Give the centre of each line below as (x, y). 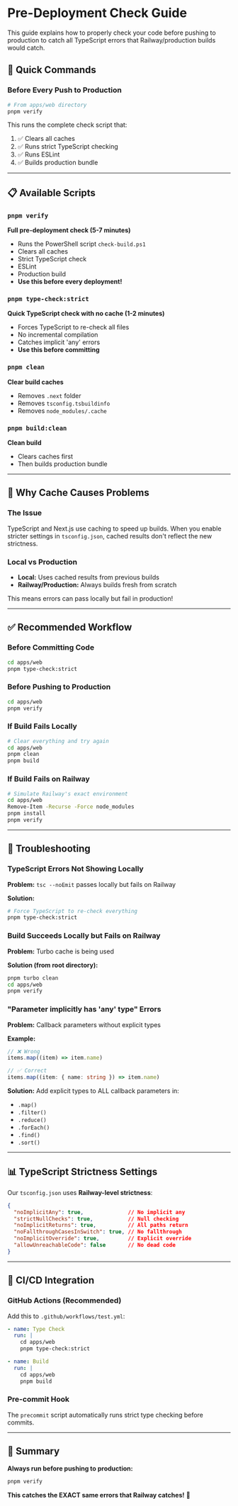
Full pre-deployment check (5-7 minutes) (69, 230)
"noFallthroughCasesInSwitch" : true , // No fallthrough (98, 1232)
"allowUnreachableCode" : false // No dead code (95, 1245)
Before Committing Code (51, 647)
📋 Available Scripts (51, 193)
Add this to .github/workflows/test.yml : (66, 1316)
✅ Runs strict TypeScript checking (68, 147)
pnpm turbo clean (33, 978)
